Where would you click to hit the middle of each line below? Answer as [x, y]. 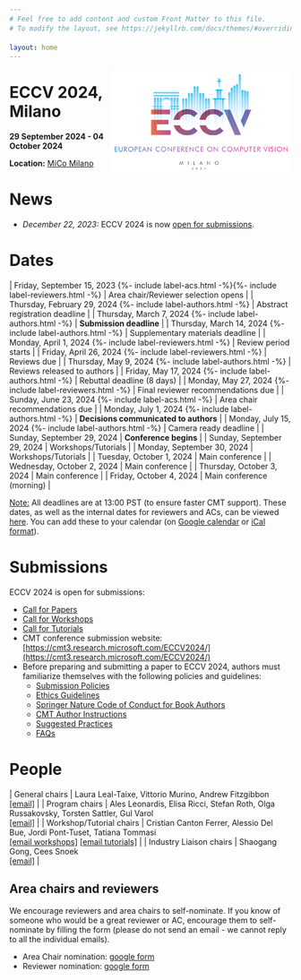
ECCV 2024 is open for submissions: [77, 592]
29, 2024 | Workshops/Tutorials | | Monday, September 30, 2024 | [131, 447]
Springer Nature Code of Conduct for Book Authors [130, 705]
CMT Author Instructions [81, 714]
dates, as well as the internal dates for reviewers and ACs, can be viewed [144, 512]
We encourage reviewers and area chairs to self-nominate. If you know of [145, 910]
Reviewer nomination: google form [86, 966]
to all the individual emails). [60, 939]
